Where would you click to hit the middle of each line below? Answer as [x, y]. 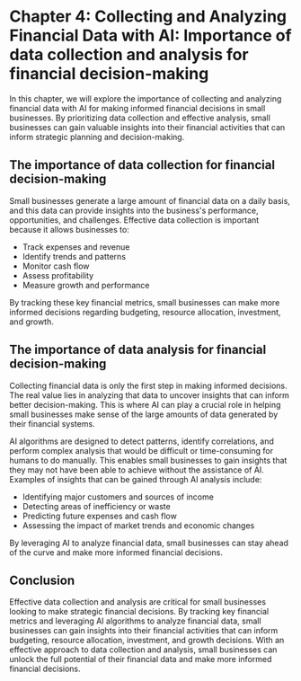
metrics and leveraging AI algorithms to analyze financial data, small [136, 621]
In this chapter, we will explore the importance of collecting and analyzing [146, 98]
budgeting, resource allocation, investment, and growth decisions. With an [147, 641]
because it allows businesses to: [70, 229]
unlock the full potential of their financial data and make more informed [141, 659]
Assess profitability [58, 275]
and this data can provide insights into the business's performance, [134, 210]
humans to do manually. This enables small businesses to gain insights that [148, 460]
